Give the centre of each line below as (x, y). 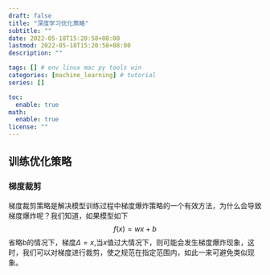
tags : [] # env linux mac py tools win (75, 68)
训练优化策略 (40, 162)
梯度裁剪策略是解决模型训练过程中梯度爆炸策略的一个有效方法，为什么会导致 (135, 205)
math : (17, 112)
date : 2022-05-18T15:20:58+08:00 (64, 38)
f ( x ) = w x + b (135, 228)
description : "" (35, 53)
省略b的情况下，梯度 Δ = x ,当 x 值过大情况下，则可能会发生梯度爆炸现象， (128, 242)
